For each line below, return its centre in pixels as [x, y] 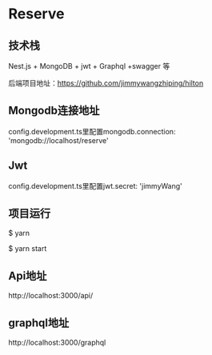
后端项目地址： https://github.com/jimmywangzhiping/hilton [106, 83]
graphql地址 [39, 323]
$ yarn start [28, 249]
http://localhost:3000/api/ [51, 296]
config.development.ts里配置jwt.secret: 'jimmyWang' [95, 185]
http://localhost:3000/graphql [57, 343]
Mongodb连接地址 [54, 111]
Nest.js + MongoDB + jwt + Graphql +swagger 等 [89, 66]
